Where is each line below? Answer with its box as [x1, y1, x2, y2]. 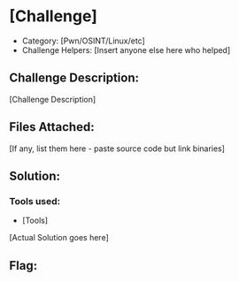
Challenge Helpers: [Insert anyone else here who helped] [21, 44, 231, 55]
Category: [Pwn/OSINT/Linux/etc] [21, 35, 146, 46]
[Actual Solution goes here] [9, 232, 109, 243]
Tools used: [9, 194, 61, 207]
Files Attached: [9, 119, 95, 134]
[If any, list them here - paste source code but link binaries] [9, 143, 226, 154]
